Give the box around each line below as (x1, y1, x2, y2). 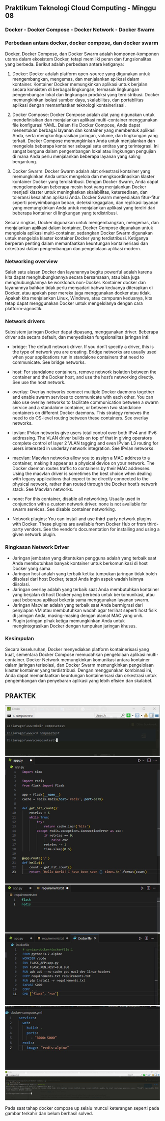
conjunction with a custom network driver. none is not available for (12, 501, 147, 507)
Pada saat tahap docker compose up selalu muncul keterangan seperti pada (5, 1105, 160, 1111)
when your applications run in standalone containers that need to (12, 354, 144, 360)
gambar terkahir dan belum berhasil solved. (5, 1110, 93, 1116)
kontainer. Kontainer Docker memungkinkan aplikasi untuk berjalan (12, 81, 148, 87)
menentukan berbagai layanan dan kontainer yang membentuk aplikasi (12, 127, 156, 133)
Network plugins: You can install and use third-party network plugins (12, 516, 152, 522)
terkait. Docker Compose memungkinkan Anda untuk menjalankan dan (12, 138, 156, 144)
